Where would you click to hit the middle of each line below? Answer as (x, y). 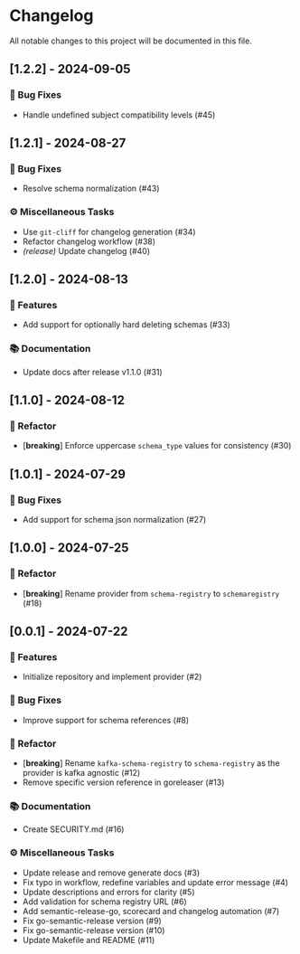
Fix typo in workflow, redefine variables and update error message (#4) (155, 882)
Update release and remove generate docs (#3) (111, 873)
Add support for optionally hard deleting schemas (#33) (126, 325)
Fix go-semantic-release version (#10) (94, 930)
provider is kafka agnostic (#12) (81, 772)
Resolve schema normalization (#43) (91, 189)
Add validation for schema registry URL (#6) (104, 902)
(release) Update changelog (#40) (86, 250)
